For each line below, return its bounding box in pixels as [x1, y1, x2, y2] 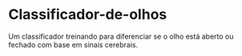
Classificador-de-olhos [8, 6, 167, 24]
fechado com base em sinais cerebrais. [8, 39, 139, 49]
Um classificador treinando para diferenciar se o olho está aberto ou [8, 32, 234, 41]
